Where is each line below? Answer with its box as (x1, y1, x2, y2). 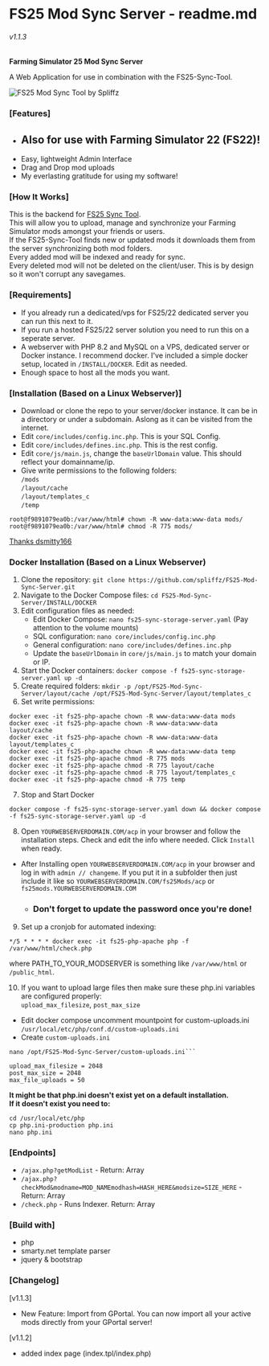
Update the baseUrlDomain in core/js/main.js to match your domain (32, 649, 257, 658)
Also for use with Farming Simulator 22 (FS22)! (20, 133, 261, 146)
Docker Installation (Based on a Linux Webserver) (9, 556, 206, 568)
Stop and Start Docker (20, 790, 95, 800)
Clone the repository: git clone (20, 575, 125, 585)
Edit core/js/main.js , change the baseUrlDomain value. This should (20, 449, 242, 458)
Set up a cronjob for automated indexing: (20, 921, 157, 931)
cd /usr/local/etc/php (9, 1114, 85, 1122)
